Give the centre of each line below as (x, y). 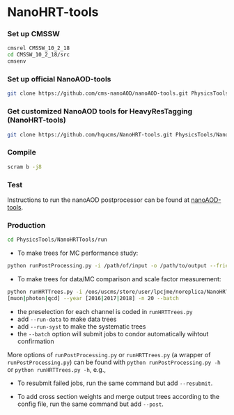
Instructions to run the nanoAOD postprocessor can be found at (99, 200)
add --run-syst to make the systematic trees (81, 326)
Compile (22, 152)
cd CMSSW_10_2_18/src (39, 55)
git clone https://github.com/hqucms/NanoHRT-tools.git (90, 134)
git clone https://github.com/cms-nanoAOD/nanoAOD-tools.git (98, 94)
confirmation (36, 341)
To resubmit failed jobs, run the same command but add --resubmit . (115, 383)
